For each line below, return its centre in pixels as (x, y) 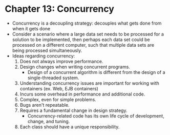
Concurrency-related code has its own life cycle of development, (96, 115)
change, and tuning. (49, 121)
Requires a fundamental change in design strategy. (73, 110)
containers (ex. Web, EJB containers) (59, 88)
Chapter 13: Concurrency (60, 9)
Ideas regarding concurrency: (44, 56)
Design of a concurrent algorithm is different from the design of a (96, 72)
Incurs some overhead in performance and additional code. (82, 94)
